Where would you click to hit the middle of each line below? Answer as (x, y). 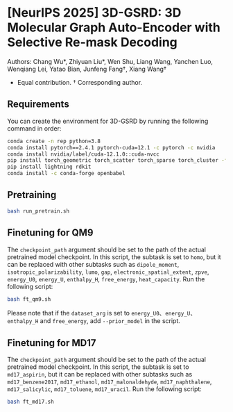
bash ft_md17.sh (31, 402)
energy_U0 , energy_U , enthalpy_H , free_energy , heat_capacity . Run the (106, 279)
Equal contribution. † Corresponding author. (80, 82)
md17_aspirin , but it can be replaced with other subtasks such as (100, 374)
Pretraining (32, 195)
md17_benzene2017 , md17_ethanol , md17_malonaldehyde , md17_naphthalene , (110, 382)
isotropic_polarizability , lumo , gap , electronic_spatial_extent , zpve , (108, 272)
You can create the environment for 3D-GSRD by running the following (108, 121)
